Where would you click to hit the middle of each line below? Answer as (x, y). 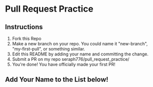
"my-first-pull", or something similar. (48, 49)
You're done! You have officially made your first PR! (64, 64)
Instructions (24, 27)
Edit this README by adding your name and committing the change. (80, 54)
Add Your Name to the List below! (57, 79)
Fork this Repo (27, 38)
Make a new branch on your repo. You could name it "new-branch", (80, 44)
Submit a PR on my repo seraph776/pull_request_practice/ (71, 59)
